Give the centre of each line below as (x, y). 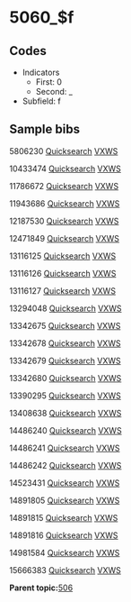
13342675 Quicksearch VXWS (65, 325)
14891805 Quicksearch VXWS (65, 500)
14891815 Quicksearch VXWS (64, 517)
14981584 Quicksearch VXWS (65, 552)
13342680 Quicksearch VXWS (65, 378)
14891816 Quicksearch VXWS (64, 535)
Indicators (41, 72)
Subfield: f (41, 101)
